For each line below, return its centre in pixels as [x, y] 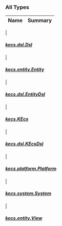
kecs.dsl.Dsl [19, 44]
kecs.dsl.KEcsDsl [24, 144]
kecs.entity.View [24, 218]
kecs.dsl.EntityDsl [25, 94]
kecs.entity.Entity [25, 69]
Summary [40, 21]
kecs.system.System [28, 193]
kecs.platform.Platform [31, 168]
